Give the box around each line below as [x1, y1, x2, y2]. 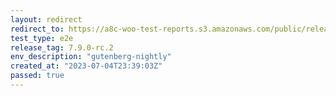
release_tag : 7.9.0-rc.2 [10, 42, 114, 53]
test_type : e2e [10, 33, 74, 43]
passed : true [10, 71, 65, 81]
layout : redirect [10, 14, 83, 25]
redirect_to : [10, 24, 65, 34]
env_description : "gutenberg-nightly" [10, 52, 172, 62]
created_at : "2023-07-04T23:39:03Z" [10, 61, 163, 71]
